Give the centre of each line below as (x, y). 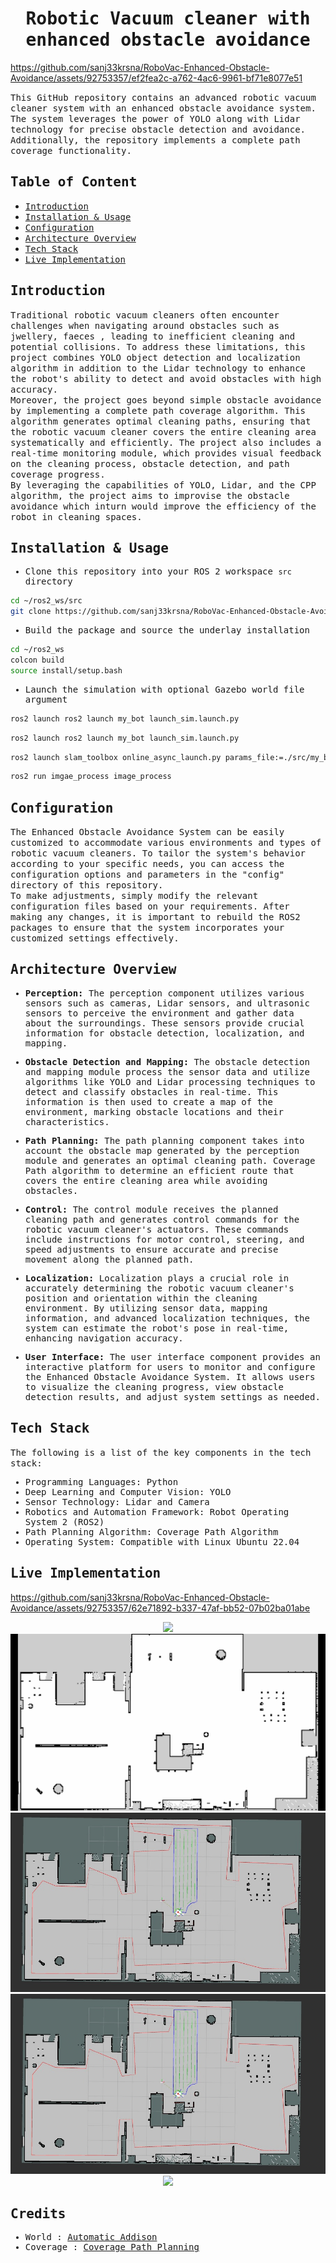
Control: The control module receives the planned (151, 1209)
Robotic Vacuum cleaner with (168, 19)
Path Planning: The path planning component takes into (164, 1140)
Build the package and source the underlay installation (167, 630)
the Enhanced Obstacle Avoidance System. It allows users (170, 1376)
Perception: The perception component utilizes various (164, 993)
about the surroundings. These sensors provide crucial (164, 1023)
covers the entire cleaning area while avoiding (146, 1180)
